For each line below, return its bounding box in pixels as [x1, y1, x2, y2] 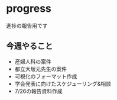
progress [6, 2, 51, 15]
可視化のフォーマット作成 [14, 73, 77, 80]
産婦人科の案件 [14, 58, 51, 65]
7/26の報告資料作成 [14, 88, 63, 95]
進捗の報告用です [6, 22, 48, 29]
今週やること [6, 41, 53, 51]
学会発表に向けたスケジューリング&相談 [14, 80, 111, 87]
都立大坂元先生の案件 [14, 65, 67, 72]
